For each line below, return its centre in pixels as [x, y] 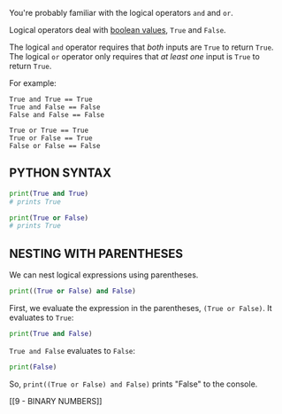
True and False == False [55, 107]
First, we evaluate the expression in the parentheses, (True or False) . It [141, 308]
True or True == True [49, 130]
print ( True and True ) [49, 193]
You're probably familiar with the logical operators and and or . [122, 13]
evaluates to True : [42, 317]
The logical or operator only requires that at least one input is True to [135, 56]
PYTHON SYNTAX [61, 173]
